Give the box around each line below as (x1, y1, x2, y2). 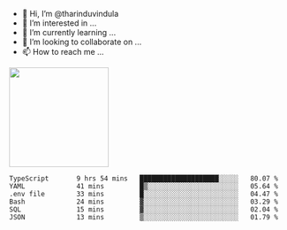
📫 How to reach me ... (21, 47, 104, 57)
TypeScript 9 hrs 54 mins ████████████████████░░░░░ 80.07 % (9, 174, 278, 183)
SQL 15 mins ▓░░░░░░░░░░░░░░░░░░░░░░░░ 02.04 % (9, 205, 278, 214)
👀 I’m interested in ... (21, 18, 97, 28)
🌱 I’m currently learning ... (21, 27, 117, 37)
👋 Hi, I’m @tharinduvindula (21, 9, 119, 19)
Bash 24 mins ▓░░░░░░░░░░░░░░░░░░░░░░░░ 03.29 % (9, 197, 278, 206)
